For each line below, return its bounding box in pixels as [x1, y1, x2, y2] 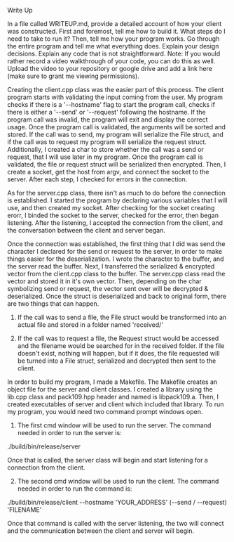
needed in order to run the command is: [17, 484, 132, 493]
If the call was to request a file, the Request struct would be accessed [17, 334, 219, 342]
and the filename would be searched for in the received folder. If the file [17, 342, 225, 350]
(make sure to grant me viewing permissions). [7, 72, 140, 80]
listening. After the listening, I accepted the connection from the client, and [7, 219, 223, 227]
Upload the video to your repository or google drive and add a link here [7, 65, 212, 72]
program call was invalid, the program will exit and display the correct [7, 115, 208, 124]
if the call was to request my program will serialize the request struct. [7, 138, 207, 146]
